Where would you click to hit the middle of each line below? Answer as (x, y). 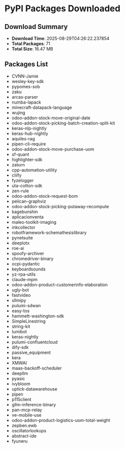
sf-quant (20, 154)
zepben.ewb (24, 425)
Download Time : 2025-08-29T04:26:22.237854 (61, 38)
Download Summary (36, 27)
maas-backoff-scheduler (37, 368)
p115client (21, 399)
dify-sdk (20, 347)
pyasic (18, 378)
